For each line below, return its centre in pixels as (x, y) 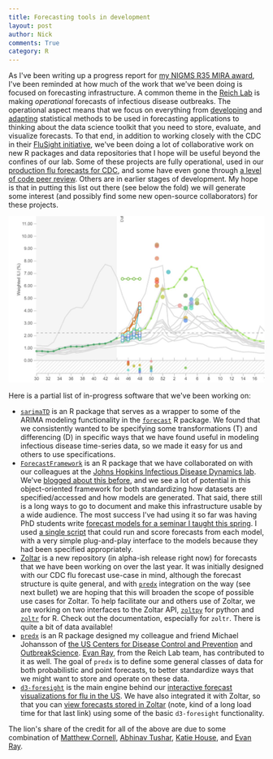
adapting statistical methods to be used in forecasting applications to (124, 119)
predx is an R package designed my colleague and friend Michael (129, 636)
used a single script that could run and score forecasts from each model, (142, 533)
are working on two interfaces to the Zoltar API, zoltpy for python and (137, 610)
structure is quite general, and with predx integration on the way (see (135, 584)
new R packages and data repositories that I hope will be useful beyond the (134, 153)
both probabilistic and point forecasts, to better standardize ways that (137, 671)
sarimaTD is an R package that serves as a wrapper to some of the (130, 412)
